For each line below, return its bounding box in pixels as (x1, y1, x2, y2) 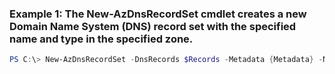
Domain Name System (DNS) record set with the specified (9, 19, 297, 33)
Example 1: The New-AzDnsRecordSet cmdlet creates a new (9, 7, 307, 21)
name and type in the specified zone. (9, 32, 194, 46)
